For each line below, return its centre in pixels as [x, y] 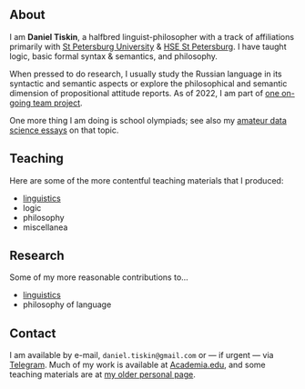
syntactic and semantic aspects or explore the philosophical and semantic [148, 83]
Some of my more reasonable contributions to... [99, 277]
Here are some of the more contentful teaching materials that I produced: [147, 180]
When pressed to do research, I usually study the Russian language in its [146, 74]
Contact [33, 333]
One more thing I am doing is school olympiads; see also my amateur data [148, 120]
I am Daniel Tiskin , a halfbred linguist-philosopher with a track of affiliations [152, 36]
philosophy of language [67, 304]
